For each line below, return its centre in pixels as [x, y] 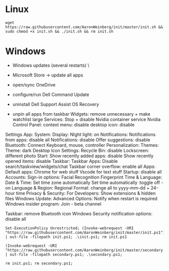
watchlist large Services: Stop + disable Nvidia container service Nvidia [87, 119]
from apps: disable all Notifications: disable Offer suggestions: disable [78, 140]
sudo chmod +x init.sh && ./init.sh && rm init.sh [59, 31]
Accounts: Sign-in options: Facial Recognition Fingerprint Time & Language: [84, 177]
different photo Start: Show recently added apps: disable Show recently [79, 156]
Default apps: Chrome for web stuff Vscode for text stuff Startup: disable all [83, 171]
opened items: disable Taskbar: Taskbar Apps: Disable [62, 161]
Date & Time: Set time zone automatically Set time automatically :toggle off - [84, 183]
